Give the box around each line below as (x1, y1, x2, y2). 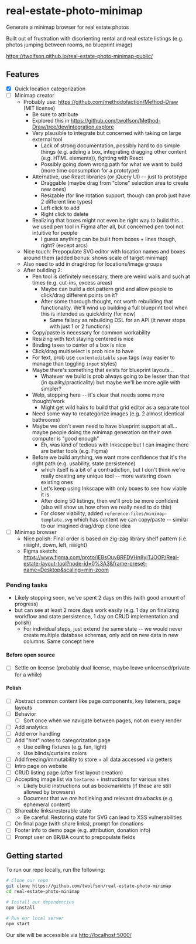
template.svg (40, 517, 73, 523)
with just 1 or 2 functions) (49, 323, 111, 330)
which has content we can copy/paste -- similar (74, 516, 189, 523)
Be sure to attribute (32, 110, 79, 118)
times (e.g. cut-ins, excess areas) (32, 279, 113, 286)
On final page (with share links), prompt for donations (14, 820, 144, 827)
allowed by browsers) (23, 789, 75, 796)
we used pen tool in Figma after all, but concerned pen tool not (32, 223, 184, 230)
